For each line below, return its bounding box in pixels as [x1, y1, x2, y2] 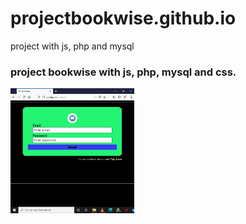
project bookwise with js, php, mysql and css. [10, 65, 237, 79]
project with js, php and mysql [10, 40, 135, 52]
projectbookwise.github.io [10, 7, 237, 30]
